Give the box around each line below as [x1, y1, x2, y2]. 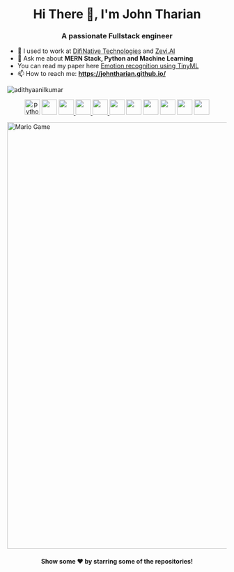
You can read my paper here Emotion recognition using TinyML [17, 62, 199, 70]
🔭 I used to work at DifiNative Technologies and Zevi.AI [17, 47, 175, 55]
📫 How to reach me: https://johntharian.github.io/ [17, 70, 166, 78]
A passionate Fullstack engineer [61, 31, 173, 41]
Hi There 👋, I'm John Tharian [33, 6, 201, 22]
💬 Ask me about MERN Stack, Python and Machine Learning [17, 54, 194, 63]
